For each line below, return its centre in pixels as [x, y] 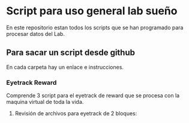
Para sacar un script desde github [70, 53]
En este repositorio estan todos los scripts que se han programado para [95, 27]
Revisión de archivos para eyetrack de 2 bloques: [76, 113]
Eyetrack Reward [31, 82]
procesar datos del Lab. [35, 33]
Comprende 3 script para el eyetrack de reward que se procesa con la [93, 96]
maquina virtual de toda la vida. [45, 102]
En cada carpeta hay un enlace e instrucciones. [65, 67]
